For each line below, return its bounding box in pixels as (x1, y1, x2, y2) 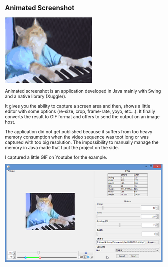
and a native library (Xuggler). (5, 93, 67, 99)
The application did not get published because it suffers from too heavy (5, 128, 153, 134)
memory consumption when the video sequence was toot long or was (5, 134, 149, 140)
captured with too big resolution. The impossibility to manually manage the (5, 139, 159, 145)
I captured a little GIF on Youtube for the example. (5, 154, 107, 160)
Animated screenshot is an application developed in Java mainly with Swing (5, 88, 161, 94)
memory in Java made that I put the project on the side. (5, 144, 119, 150)
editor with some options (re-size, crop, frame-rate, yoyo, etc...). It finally (5, 108, 156, 114)
